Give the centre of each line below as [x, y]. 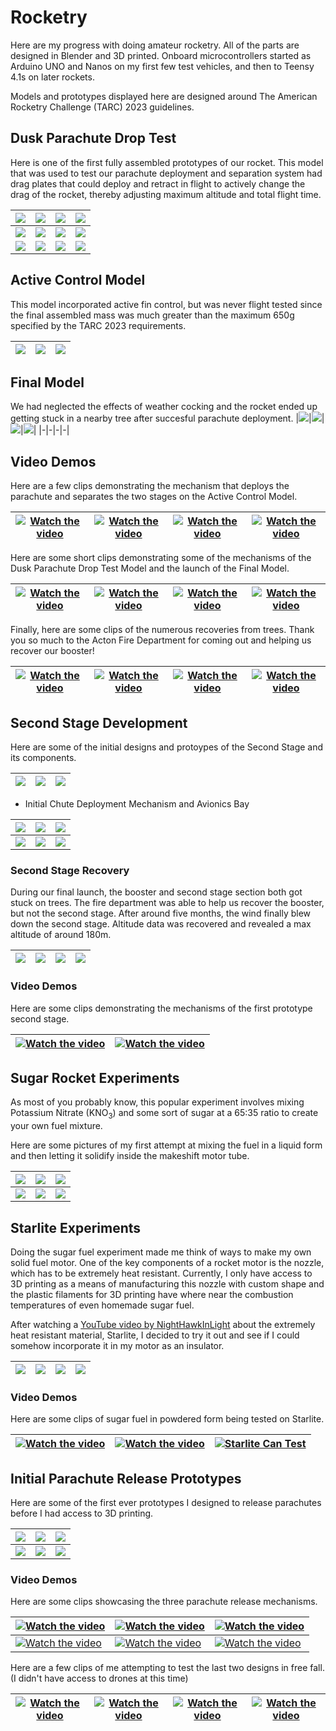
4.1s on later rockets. [52, 77]
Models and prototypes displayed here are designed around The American [164, 96]
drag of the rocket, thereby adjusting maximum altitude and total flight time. [166, 194]
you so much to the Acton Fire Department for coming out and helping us [161, 640]
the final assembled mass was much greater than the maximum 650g [152, 315]
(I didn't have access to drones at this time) [99, 1678]
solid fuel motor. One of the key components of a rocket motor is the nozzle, [167, 1263]
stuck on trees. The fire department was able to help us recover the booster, [167, 903]
